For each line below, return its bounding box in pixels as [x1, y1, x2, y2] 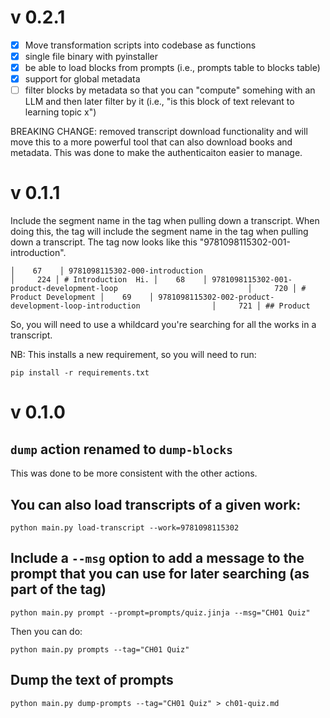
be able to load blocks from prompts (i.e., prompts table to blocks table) [24, 62, 321, 74]
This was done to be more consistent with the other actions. [10, 467, 258, 480]
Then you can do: [10, 625, 83, 637]
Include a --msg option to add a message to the [10, 550, 305, 567]
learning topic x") [24, 106, 97, 118]
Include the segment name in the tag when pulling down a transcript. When [10, 215, 320, 227]
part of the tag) [10, 581, 107, 598]
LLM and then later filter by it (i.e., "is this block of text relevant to [24, 96, 295, 108]
